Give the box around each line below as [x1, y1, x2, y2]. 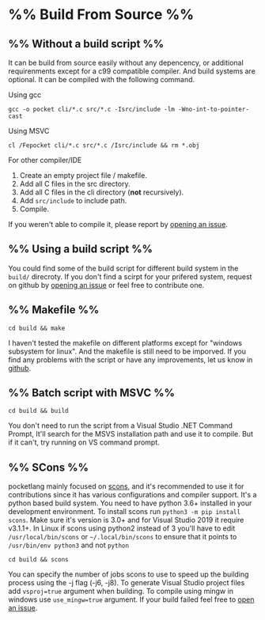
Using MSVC [8, 127, 50, 135]
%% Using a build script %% [8, 243, 153, 256]
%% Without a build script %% [8, 37, 165, 51]
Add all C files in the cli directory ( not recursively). [19, 187, 184, 197]
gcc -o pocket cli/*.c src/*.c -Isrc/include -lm [8, 105, 176, 113]
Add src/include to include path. [19, 196, 127, 205]
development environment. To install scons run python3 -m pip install [8, 507, 241, 516]
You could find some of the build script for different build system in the [8, 263, 239, 273]
